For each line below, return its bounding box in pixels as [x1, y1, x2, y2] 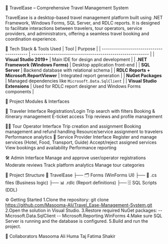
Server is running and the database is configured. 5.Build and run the [5, 218, 148, 224]
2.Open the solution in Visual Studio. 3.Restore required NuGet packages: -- [5, 207, 162, 213]
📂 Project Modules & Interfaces [5, 98, 69, 104]
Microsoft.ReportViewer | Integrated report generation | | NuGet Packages [5, 73, 162, 78]
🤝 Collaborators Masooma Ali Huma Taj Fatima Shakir [5, 233, 116, 239]
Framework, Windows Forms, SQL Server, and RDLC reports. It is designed [5, 20, 160, 26]
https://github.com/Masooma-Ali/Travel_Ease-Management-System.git [5, 202, 152, 208]
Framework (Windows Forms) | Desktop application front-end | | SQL [5, 62, 150, 68]
